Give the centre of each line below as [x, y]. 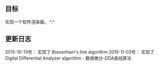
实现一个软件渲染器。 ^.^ [30, 22]
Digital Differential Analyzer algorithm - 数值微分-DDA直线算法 [68, 58]
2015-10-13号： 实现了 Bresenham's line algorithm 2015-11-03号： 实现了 [80, 52]
